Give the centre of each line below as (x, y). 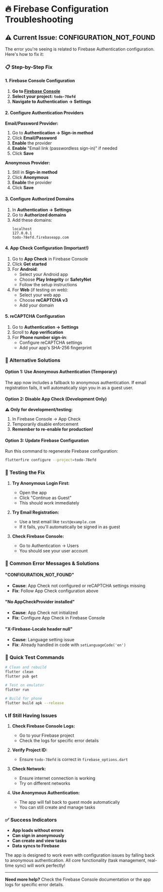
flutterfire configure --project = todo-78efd (51, 460)
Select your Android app (44, 274)
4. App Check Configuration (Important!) (47, 248)
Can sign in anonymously (38, 836)
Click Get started (29, 264)
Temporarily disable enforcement (45, 424)
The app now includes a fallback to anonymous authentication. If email (76, 383)
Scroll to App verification (38, 332)
